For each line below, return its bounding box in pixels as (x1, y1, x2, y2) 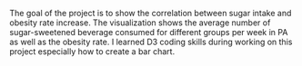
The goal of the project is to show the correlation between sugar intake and (9, 8, 292, 18)
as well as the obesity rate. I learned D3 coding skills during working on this (9, 36, 293, 47)
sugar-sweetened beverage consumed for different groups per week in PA (9, 27, 288, 37)
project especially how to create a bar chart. (9, 46, 176, 57)
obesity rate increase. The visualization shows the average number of (9, 17, 271, 28)
